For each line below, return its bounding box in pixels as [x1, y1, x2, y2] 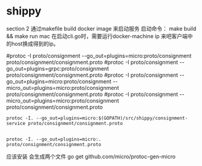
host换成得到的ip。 [11, 40, 59, 47]
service [6, 120, 26, 126]
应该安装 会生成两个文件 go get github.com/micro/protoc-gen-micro [6, 153, 176, 160]
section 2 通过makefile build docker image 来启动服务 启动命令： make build [6, 25, 197, 32]
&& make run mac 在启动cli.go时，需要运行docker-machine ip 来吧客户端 [6, 32, 187, 40]
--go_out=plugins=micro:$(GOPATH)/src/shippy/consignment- [36, 115, 188, 121]
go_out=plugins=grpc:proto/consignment [6, 65, 109, 72]
